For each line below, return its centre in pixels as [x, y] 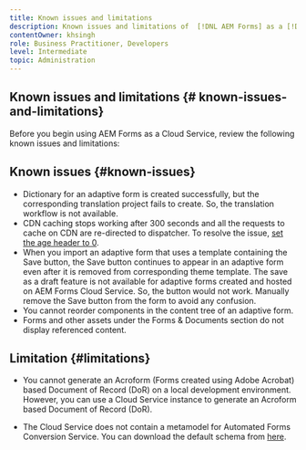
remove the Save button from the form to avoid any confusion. [139, 300]
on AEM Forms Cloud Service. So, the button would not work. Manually [156, 291]
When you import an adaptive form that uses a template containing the [155, 252]
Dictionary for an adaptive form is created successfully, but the [141, 194]
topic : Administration [52, 60]
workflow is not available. [70, 213]
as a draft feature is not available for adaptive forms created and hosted [157, 281]
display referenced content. [75, 330]
